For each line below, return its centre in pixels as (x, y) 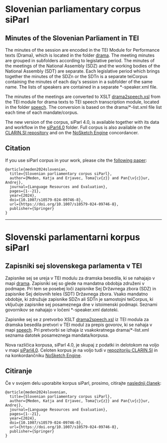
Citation (18, 148)
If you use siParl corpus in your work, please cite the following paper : (76, 160)
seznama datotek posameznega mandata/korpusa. (57, 335)
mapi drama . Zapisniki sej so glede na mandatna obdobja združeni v (75, 283)
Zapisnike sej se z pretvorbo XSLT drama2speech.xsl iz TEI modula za (77, 319)
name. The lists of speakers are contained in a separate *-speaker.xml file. (82, 87)
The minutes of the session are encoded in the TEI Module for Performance (83, 50)
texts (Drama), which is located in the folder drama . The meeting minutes (80, 55)
